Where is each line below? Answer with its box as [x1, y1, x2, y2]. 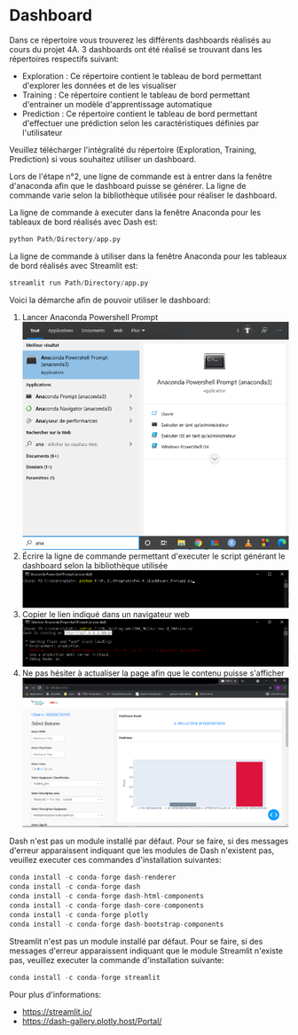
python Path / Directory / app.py [9, 234, 122, 244]
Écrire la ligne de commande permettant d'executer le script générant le [21, 551, 286, 561]
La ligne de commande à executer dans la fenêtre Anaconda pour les [9, 207, 262, 217]
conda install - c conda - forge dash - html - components [9, 892, 204, 901]
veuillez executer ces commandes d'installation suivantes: [9, 855, 222, 866]
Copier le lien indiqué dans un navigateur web [21, 608, 191, 619]
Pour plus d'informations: [9, 989, 102, 1000]
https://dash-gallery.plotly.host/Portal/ [21, 1015, 162, 1026]
